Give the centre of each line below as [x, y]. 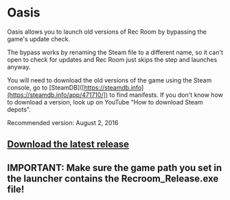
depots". [19, 109]
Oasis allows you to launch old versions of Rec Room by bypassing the [107, 32]
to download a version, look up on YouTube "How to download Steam [105, 102]
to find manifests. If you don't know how [166, 95]
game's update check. [39, 38]
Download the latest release [68, 145]
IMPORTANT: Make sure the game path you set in [115, 167]
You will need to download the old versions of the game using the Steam [110, 80]
